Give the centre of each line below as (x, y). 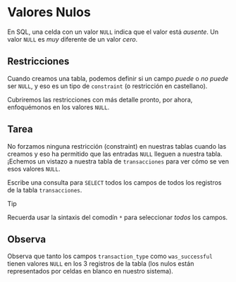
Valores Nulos (49, 12)
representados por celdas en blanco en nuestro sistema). (91, 271)
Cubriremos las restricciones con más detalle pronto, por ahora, (100, 99)
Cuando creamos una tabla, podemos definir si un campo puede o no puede (118, 78)
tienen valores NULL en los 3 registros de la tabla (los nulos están (101, 264)
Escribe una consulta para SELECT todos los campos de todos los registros (114, 182)
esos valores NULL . (34, 168)
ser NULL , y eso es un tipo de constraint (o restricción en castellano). (107, 86)
